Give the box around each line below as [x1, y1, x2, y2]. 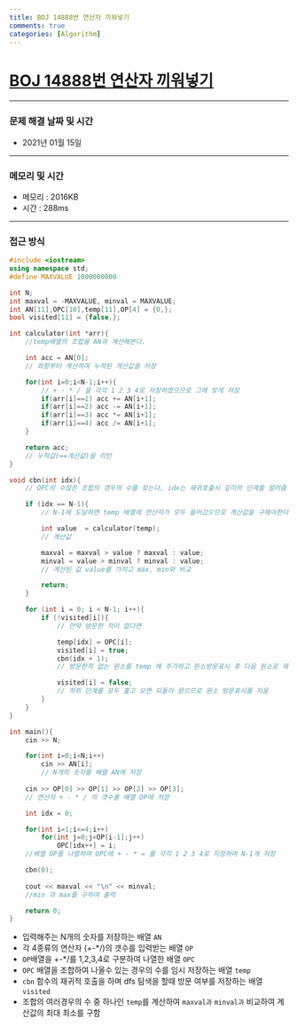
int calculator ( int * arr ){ [9, 329, 109, 338]
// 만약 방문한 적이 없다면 [56, 622, 142, 630]
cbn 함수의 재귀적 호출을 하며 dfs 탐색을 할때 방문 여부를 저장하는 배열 [21, 976, 263, 987]
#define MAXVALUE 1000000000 [9, 272, 117, 281]
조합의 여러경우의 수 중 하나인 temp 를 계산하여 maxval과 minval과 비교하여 [21, 997, 276, 1007]
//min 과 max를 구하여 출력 [25, 890, 116, 899]
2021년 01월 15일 [21, 137, 82, 147]
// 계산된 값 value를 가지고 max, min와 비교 [41, 565, 192, 574]
